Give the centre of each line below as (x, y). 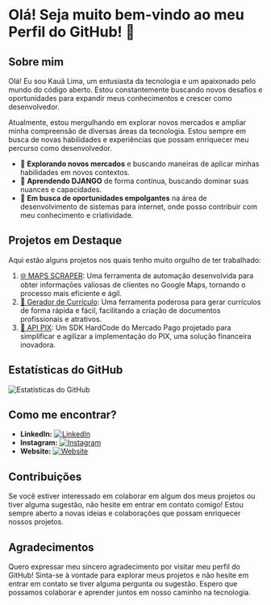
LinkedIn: (36, 434)
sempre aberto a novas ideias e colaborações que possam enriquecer (125, 513)
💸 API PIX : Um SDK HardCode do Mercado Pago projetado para (125, 328)
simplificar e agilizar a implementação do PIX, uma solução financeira (135, 336)
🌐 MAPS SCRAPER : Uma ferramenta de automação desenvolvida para (137, 275)
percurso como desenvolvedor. (60, 148)
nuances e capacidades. (61, 190)
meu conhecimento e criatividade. (77, 215)
